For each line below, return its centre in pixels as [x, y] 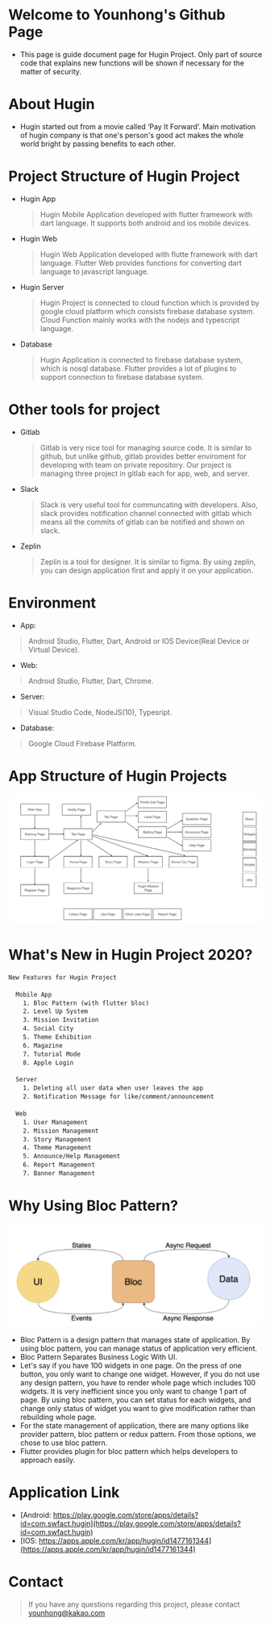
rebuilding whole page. [58, 1417]
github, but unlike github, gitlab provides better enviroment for [143, 456]
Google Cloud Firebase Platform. [82, 743]
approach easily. [48, 1460]
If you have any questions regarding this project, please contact [134, 1604]
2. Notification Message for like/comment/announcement [119, 1097]
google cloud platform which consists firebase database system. [147, 311]
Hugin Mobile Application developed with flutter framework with [146, 214]
